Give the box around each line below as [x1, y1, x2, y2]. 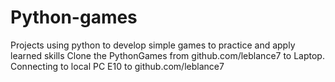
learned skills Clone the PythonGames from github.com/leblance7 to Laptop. [10, 49, 325, 61]
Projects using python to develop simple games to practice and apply [10, 39, 296, 51]
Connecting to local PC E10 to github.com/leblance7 [10, 60, 225, 72]
